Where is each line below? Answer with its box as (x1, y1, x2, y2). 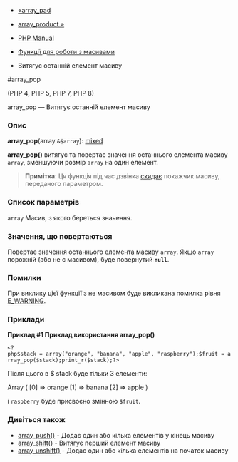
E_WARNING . (7, 297, 46, 305)
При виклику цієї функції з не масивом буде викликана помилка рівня (7, 289, 221, 298)
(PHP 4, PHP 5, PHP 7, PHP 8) (7, 89, 95, 97)
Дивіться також (7, 415, 66, 425)
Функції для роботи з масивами (17, 48, 115, 56)
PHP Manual (17, 34, 55, 42)
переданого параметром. (24, 180, 103, 188)
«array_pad (17, 6, 51, 14)
